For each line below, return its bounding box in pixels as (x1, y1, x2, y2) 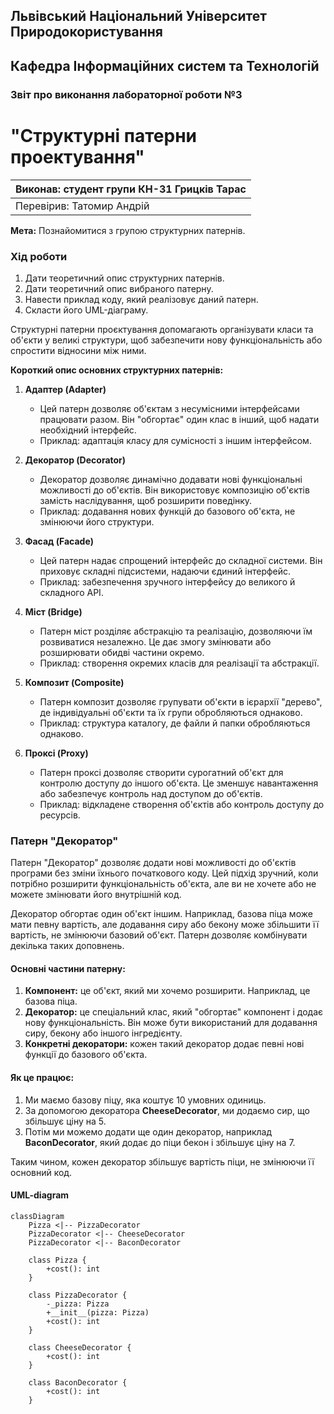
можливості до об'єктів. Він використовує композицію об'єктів (39, 484, 310, 496)
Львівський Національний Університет (10, 8, 268, 25)
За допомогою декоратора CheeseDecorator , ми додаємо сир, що (24, 1104, 310, 1116)
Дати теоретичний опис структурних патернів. (24, 272, 225, 284)
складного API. (39, 586, 104, 598)
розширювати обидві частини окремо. (39, 646, 205, 658)
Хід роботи (10, 249, 68, 263)
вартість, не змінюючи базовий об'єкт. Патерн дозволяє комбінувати (10, 929, 308, 941)
